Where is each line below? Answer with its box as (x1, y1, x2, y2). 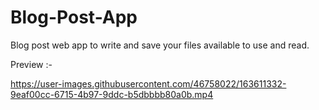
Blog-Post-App (10, 6, 138, 29)
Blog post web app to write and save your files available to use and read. (10, 39, 310, 51)
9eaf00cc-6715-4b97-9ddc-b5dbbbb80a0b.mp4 (10, 88, 214, 100)
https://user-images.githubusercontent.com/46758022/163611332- (10, 77, 287, 90)
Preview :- (10, 58, 53, 70)
